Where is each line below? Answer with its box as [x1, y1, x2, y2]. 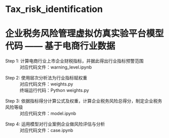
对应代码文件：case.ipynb [19, 127, 73, 133]
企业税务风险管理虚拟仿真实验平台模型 [5, 28, 164, 39]
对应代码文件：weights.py [19, 81, 73, 87]
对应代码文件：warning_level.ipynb [19, 64, 92, 70]
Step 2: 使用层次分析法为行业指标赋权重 [5, 75, 88, 81]
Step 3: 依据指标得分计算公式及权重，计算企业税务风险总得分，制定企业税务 [5, 98, 162, 104]
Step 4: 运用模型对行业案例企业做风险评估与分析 [5, 121, 106, 127]
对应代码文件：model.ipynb [19, 110, 76, 116]
